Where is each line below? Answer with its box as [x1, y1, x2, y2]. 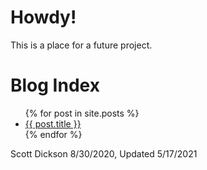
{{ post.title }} [24, 117, 82, 130]
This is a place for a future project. [10, 39, 153, 51]
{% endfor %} [24, 128, 83, 140]
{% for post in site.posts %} [24, 107, 140, 119]
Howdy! [10, 6, 77, 29]
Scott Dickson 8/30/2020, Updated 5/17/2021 [10, 147, 198, 160]
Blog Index [10, 74, 100, 97]
